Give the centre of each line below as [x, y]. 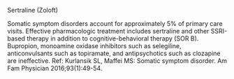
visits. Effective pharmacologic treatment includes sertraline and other [108, 31]
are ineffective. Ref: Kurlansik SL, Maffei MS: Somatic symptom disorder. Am [117, 61]
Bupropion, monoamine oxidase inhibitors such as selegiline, [94, 46]
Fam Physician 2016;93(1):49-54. [55, 68]
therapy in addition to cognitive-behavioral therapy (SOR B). [113, 38]
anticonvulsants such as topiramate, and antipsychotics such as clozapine [114, 53]
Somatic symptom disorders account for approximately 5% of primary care [115, 23]
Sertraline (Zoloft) [32, 10]
